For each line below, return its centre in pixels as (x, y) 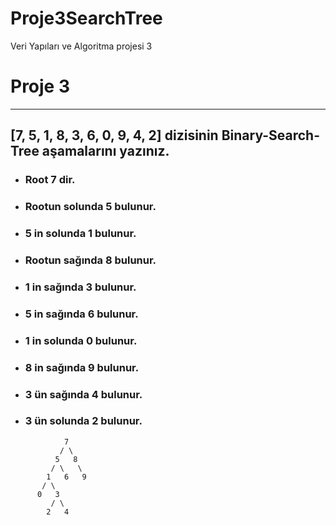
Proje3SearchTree (86, 18)
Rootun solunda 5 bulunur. (90, 207)
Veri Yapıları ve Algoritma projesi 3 (81, 46)
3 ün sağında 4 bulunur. (83, 394)
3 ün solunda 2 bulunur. (83, 421)
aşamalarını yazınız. (105, 151)
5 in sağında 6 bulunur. (81, 314)
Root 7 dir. (50, 180)
